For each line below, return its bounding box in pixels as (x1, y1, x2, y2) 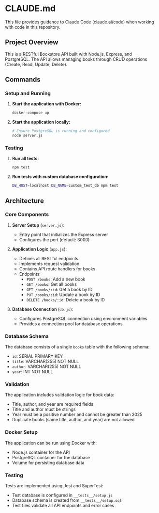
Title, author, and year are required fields (12, 401, 93, 407)
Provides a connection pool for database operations (19, 321, 123, 327)
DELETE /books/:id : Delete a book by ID (26, 297, 105, 302)
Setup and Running (5, 90, 51, 97)
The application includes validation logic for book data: (5, 392, 115, 398)
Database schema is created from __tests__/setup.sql (12, 497, 122, 503)
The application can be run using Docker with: (5, 440, 97, 446)
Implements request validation (19, 261, 80, 266)
